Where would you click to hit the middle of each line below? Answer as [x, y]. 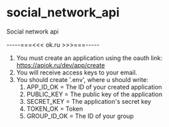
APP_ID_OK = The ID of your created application [94, 87]
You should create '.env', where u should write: [82, 79]
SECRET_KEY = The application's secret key [89, 101]
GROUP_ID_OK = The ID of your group [80, 116]
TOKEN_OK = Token [55, 109]
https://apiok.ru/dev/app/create [61, 65]
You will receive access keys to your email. [77, 72]
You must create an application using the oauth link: [89, 58]
